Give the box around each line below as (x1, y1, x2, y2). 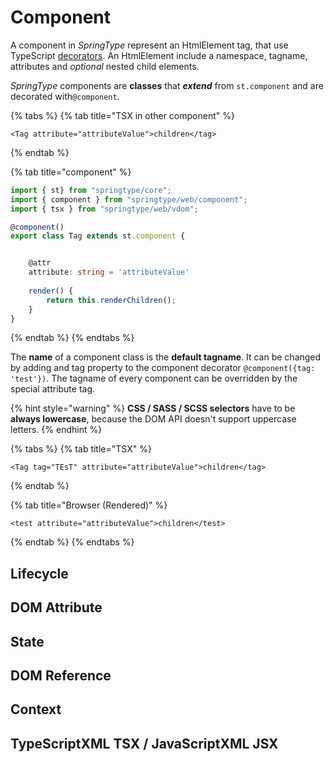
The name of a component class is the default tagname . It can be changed (10, 351, 322, 363)
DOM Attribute (10, 599, 103, 616)
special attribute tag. (10, 383, 96, 395)
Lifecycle (10, 565, 69, 582)
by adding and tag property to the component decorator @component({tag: (10, 362, 316, 374)
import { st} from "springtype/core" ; (10, 185, 172, 195)
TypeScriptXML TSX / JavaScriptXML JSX (10, 735, 279, 752)
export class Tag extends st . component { (10, 231, 186, 241)
